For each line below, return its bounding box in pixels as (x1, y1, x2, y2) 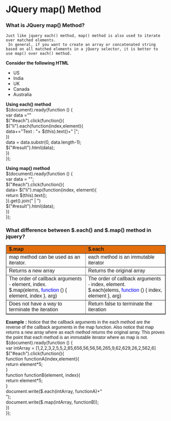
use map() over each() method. (6, 51, 72, 57)
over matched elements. (6, 38, 56, 43)
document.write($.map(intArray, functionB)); (6, 399, 99, 405)
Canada (13, 86, 30, 92)
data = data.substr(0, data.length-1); (6, 139, 82, 146)
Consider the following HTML (6, 60, 69, 66)
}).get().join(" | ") (6, 198, 41, 204)
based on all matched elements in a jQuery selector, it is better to (6, 47, 158, 52)
